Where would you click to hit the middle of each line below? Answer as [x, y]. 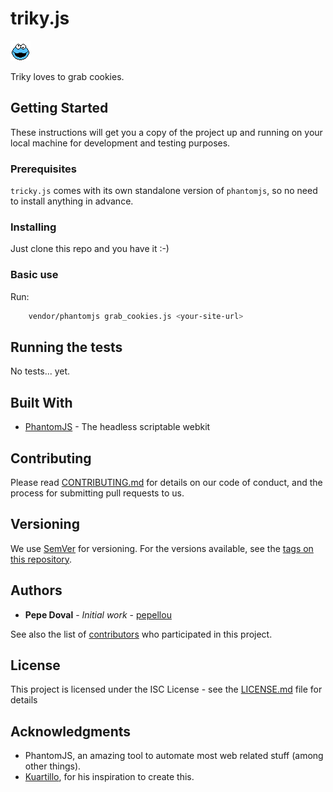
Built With [41, 402]
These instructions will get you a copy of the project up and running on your [166, 132]
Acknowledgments [71, 731]
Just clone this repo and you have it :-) [90, 249]
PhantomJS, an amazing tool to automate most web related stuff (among [174, 756]
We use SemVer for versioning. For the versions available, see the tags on [162, 548]
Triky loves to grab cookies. [67, 76]
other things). [53, 766]
